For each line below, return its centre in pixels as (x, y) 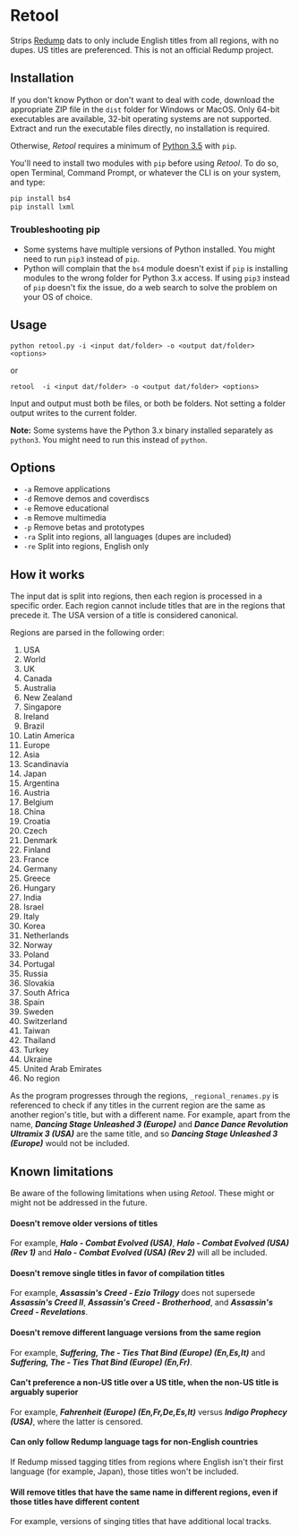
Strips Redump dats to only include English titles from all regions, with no (145, 40)
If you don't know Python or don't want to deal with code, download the (143, 99)
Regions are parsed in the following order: (87, 633)
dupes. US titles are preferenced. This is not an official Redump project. (142, 49)
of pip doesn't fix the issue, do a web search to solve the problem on (150, 287)
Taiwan (36, 1031)
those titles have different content (75, 1501)
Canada (38, 678)
